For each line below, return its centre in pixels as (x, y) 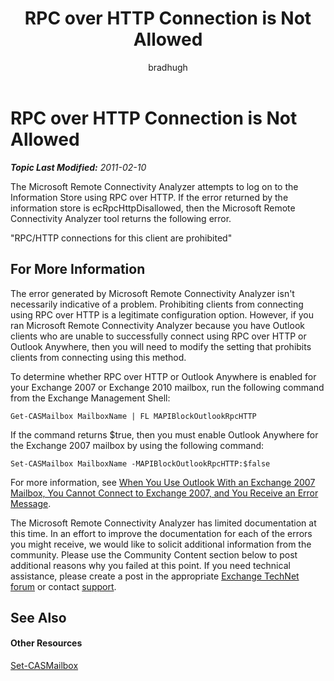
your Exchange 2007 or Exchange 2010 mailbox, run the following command (167, 387)
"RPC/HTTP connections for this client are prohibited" (121, 238)
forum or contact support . (63, 586)
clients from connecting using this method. (98, 357)
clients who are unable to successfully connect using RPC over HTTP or (158, 336)
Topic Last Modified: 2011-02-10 (78, 167)
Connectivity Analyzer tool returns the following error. (121, 218)
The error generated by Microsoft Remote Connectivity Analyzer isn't (152, 293)
